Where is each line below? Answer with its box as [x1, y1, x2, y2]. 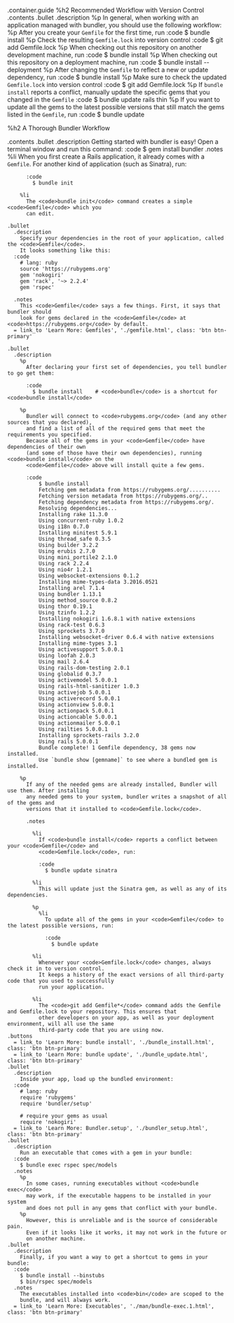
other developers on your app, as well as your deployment [38, 1014, 215, 1021]
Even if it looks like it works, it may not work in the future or [25, 1229, 228, 1236]
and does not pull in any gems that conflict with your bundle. [25, 1204, 218, 1211]
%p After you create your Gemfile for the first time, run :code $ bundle [7, 28, 210, 36]
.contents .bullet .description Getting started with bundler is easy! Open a [7, 137, 219, 146]
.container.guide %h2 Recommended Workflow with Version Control [7, 6, 205, 14]
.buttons [7, 1033, 33, 1040]
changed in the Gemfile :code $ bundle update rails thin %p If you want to [7, 95, 221, 104]
